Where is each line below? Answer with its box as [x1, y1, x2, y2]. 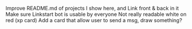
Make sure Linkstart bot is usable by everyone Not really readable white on [5, 11, 187, 18]
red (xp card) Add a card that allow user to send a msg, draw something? [5, 17, 183, 23]
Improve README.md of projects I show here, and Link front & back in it [5, 5, 179, 11]
